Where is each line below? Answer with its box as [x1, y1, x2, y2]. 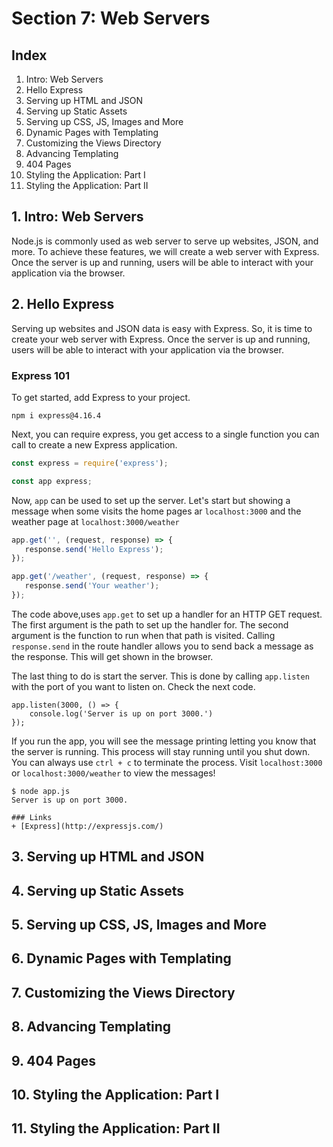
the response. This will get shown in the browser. [11, 650, 214, 662]
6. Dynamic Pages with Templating [11, 950, 232, 967]
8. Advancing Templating [11, 1018, 172, 1036]
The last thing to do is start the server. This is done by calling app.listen [11, 670, 310, 682]
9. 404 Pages [11, 1052, 96, 1069]
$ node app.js [11, 786, 71, 796]
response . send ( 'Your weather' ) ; [24, 581, 160, 591]
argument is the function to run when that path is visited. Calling [11, 629, 276, 641]
